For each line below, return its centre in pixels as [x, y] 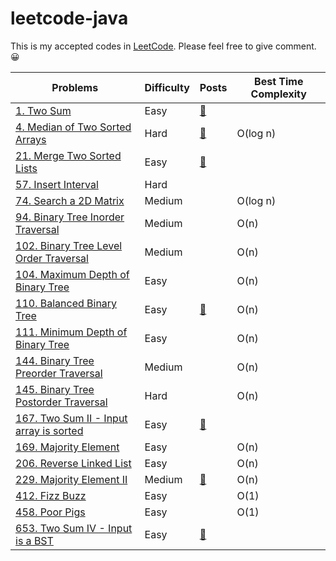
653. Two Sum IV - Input [74, 528]
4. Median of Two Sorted [73, 127]
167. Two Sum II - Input [71, 418]
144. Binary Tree [55, 360]
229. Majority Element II [71, 479]
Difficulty [167, 87]
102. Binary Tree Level [69, 245]
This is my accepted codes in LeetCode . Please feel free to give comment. [163, 46]
